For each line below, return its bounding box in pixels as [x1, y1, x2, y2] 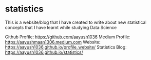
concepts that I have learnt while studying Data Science [5, 24, 117, 30]
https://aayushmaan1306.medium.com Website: [5, 39, 101, 45]
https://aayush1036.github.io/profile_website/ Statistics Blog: [5, 44, 127, 50]
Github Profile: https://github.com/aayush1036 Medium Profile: [5, 34, 131, 40]
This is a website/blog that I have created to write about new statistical [5, 19, 147, 25]
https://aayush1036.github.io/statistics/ [5, 49, 83, 55]
